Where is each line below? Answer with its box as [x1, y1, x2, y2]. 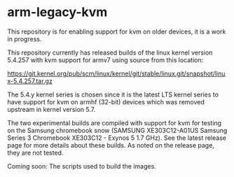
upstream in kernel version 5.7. [7, 105, 96, 113]
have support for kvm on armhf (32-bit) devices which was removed [7, 97, 205, 106]
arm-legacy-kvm [7, 4, 108, 20]
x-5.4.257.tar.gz [7, 76, 53, 85]
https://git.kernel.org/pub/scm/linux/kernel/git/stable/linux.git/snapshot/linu [7, 69, 226, 78]
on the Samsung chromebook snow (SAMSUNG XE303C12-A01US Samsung [7, 126, 228, 134]
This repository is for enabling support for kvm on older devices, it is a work [7, 27, 226, 36]
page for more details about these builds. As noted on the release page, [7, 141, 215, 149]
